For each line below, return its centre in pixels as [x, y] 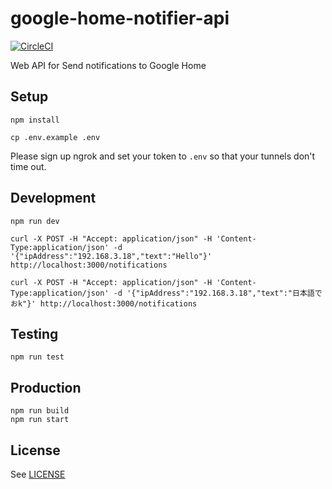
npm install [35, 120]
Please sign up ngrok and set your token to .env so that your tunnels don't [163, 156]
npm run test [37, 357]
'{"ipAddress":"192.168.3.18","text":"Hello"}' [111, 256]
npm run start [40, 420]
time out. [28, 166]
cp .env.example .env [55, 137]
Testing [34, 333]
